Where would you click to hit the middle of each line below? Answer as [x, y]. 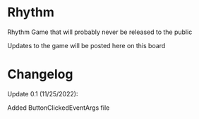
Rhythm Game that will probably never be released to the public [100, 32]
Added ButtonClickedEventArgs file [59, 108]
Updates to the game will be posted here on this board [86, 45]
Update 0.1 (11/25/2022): [43, 93]
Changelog [40, 74]
